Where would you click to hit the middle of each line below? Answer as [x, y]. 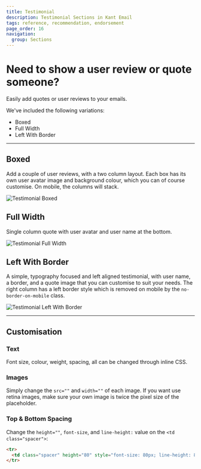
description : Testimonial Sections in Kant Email [69, 17]
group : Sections [32, 40]
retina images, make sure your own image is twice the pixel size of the [93, 397]
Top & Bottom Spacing [39, 419]
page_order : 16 [25, 29]
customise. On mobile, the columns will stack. [63, 186]
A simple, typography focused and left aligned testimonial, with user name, [98, 276]
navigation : [21, 34]
